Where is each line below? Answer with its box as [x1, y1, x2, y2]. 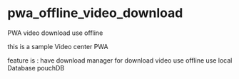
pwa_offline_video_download [7, 5, 183, 21]
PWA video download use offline [7, 28, 103, 37]
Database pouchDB [7, 63, 65, 72]
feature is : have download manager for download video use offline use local [7, 56, 233, 65]
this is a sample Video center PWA [7, 42, 108, 51]
